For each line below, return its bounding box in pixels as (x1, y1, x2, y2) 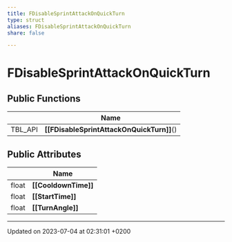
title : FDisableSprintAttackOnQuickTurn (7, 10, 126, 17)
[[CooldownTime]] (32, 180, 94, 190)
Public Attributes (7, 148, 81, 160)
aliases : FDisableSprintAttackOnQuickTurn (7, 23, 131, 30)
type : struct (7, 17, 45, 24)
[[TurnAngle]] (32, 203, 79, 213)
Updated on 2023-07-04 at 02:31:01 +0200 (7, 227, 131, 236)
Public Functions (7, 93, 81, 104)
